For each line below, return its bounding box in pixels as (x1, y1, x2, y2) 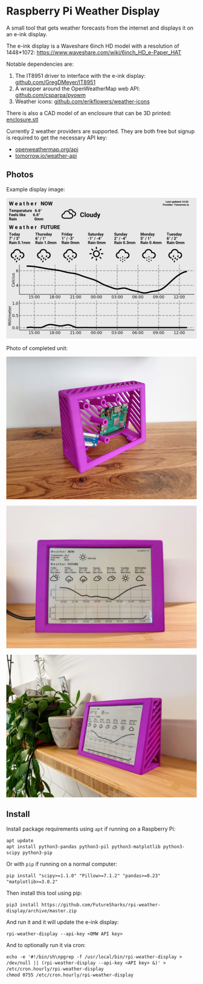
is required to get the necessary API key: (6, 134, 108, 141)
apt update (6, 837, 34, 843)
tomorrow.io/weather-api (14, 152, 77, 159)
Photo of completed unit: (6, 344, 68, 351)
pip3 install (6, 901, 39, 908)
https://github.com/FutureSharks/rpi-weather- (41, 901, 161, 908)
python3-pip (22, 849, 53, 855)
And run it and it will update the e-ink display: (6, 918, 119, 925)
